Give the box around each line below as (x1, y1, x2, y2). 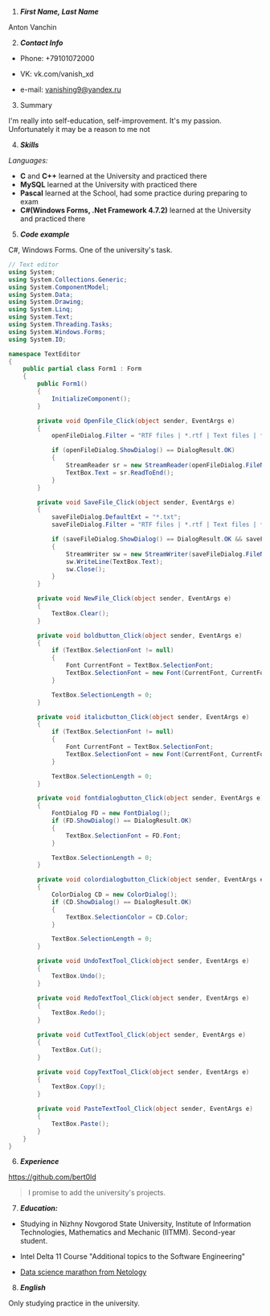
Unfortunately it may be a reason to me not (8, 125, 150, 134)
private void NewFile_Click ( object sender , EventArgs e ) (37, 594, 231, 602)
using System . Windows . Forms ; (8, 327, 106, 336)
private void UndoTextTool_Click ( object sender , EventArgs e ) (37, 957, 250, 965)
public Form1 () (37, 380, 88, 389)
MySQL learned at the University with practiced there (19, 180, 198, 189)
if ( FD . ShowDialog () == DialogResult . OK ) (51, 816, 193, 825)
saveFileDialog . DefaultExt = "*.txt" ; (51, 513, 182, 521)
